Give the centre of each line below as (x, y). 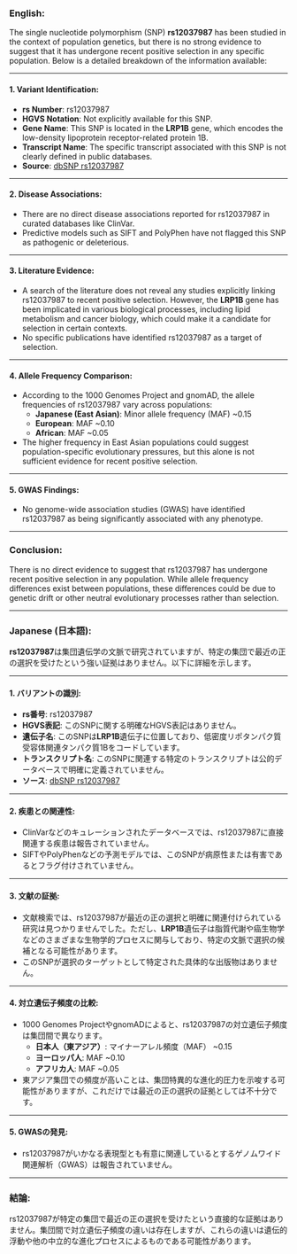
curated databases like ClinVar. (78, 223)
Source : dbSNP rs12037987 (73, 166)
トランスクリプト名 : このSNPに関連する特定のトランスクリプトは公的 (148, 759)
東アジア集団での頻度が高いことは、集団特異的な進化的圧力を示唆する (150, 1079)
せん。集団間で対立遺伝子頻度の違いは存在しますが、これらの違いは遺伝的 (152, 1230)
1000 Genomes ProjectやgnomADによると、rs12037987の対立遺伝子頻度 (155, 1024)
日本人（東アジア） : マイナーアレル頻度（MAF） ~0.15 (133, 1046)
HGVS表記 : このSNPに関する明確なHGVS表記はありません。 (131, 726)
